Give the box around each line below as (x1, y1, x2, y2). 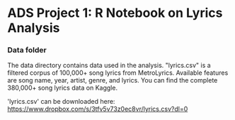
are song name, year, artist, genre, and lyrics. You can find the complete (7, 76, 218, 85)
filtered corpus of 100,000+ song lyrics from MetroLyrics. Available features (7, 68, 229, 77)
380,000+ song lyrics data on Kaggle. (7, 83, 118, 92)
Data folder (7, 45, 47, 55)
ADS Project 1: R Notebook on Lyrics (7, 5, 223, 21)
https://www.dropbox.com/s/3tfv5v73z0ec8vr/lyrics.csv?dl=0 (7, 104, 188, 114)
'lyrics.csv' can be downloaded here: (7, 97, 115, 106)
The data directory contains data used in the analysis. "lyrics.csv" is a (7, 61, 211, 70)
